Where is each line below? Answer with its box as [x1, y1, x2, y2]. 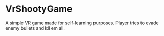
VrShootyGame [5, 3, 73, 15]
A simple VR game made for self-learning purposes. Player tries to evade [5, 20, 159, 26]
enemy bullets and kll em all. [5, 25, 65, 31]
